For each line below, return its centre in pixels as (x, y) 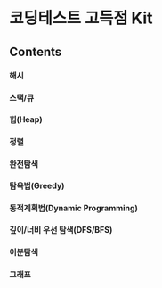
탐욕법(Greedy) (37, 186)
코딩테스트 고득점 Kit (81, 18)
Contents (36, 51)
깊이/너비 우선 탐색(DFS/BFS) (61, 230)
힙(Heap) (26, 119)
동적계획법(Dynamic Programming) (73, 208)
